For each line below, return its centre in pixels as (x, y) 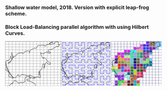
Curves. (15, 33)
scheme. (16, 13)
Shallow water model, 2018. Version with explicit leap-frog (77, 7)
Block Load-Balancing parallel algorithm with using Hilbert (77, 27)
